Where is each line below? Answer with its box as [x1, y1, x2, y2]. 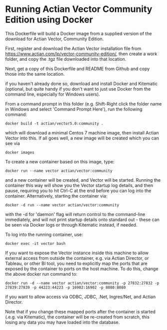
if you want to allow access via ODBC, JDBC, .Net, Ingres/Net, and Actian [5, 294, 156, 300]
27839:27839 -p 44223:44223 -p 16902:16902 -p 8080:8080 [5, 285, 126, 290]
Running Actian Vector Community [5, 3, 153, 15]
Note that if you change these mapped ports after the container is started [5, 309, 156, 315]
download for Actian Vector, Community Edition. [5, 36, 104, 42]
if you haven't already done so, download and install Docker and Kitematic [5, 81, 158, 87]
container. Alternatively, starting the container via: [5, 193, 108, 199]
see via [5, 140, 20, 146]
